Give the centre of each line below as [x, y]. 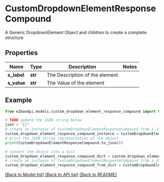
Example [19, 100]
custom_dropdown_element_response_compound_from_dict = [63, 165]
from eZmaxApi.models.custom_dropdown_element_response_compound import [81, 111]
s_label [16, 75]
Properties [21, 53]
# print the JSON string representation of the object [62, 138]
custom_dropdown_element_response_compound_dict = [58, 156]
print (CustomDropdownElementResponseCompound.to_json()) [64, 143]
